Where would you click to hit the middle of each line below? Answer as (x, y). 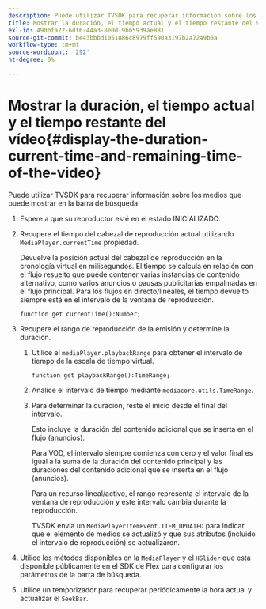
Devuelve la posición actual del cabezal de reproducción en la (121, 257)
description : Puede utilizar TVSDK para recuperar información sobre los (133, 15)
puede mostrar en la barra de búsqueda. (74, 203)
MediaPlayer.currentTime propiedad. (79, 242)
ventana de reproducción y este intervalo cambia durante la (129, 501)
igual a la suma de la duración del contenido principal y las (127, 461)
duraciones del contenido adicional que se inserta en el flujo (130, 469)
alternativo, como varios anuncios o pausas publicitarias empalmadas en (138, 282)
